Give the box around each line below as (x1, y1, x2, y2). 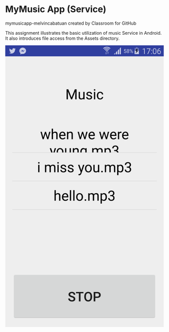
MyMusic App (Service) (5, 4, 107, 15)
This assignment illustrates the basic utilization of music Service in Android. (5, 30, 162, 36)
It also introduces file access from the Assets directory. (5, 35, 120, 41)
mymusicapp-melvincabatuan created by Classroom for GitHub (5, 20, 137, 26)
